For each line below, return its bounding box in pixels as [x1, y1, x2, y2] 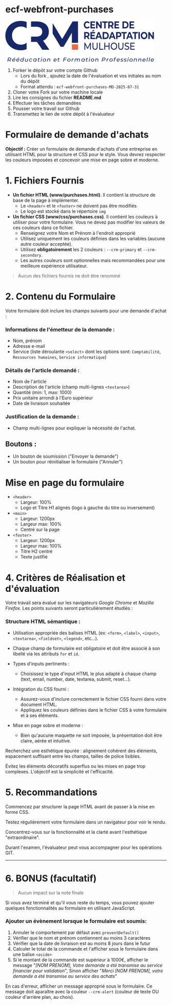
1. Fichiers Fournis [5, 175, 84, 187]
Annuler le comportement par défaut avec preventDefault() [12, 929, 139, 936]
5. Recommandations [5, 786, 98, 798]
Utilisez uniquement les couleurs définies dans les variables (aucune [20, 235, 165, 241]
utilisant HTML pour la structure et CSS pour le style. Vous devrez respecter [5, 151, 165, 157]
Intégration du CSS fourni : [12, 686, 69, 692]
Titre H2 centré [20, 548, 53, 554]
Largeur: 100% [20, 499, 52, 506]
